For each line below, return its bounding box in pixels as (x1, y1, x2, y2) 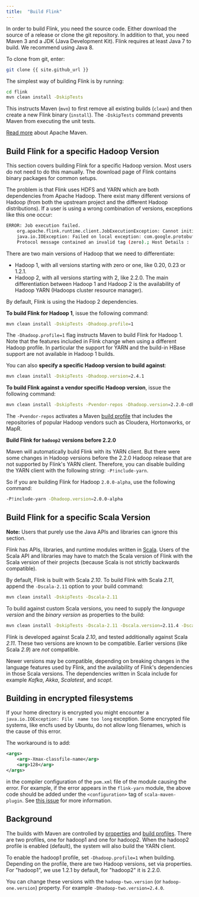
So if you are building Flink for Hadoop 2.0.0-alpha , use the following (6, 478, 176, 486)
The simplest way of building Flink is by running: (6, 78, 124, 85)
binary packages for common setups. (6, 175, 98, 182)
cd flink (6, 89, 28, 95)
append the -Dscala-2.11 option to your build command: (6, 583, 144, 590)
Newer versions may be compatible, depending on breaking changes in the (6, 657, 190, 664)
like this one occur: (6, 211, 53, 218)
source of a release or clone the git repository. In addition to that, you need (6, 31, 189, 38)
